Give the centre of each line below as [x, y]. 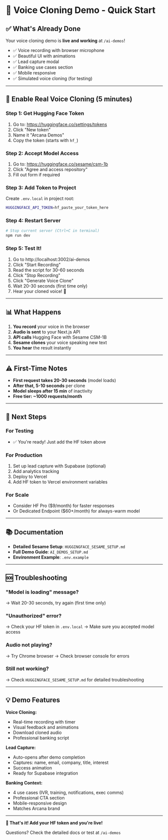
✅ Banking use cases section [43, 67]
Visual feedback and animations [46, 727]
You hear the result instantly [42, 348]
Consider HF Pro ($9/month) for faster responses [64, 506]
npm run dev [18, 235]
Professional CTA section [39, 797]
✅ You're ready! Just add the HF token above [59, 441]
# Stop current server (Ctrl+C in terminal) [53, 231]
